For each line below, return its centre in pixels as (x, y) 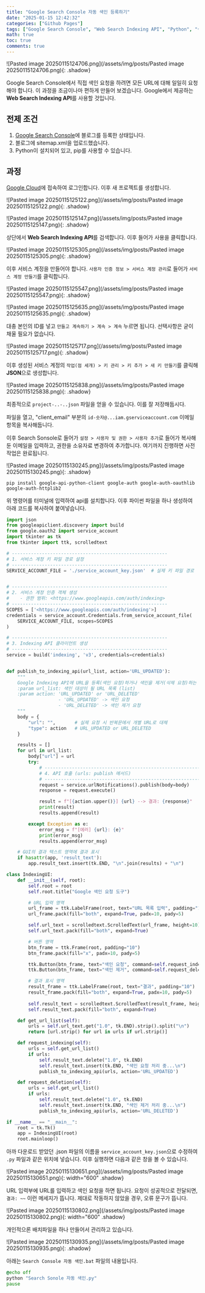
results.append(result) (69, 813)
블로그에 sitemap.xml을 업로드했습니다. (62, 143)
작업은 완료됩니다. (28, 453)
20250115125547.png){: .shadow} (48, 295)
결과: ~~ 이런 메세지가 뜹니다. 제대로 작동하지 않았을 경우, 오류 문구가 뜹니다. (97, 1198)
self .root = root (50, 886)
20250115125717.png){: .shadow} (48, 352)
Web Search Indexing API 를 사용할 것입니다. (61, 98)
